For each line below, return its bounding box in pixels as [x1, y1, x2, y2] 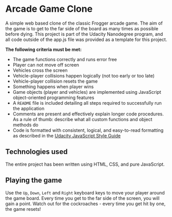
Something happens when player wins [12, 83, 94, 90]
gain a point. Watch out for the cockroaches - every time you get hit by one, [5, 201, 166, 207]
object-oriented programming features [12, 94, 94, 101]
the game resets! [5, 206, 41, 212]
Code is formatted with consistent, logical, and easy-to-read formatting [12, 127, 164, 133]
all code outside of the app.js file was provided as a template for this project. [5, 36, 167, 43]
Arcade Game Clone [5, 3, 93, 15]
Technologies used [5, 147, 68, 156]
